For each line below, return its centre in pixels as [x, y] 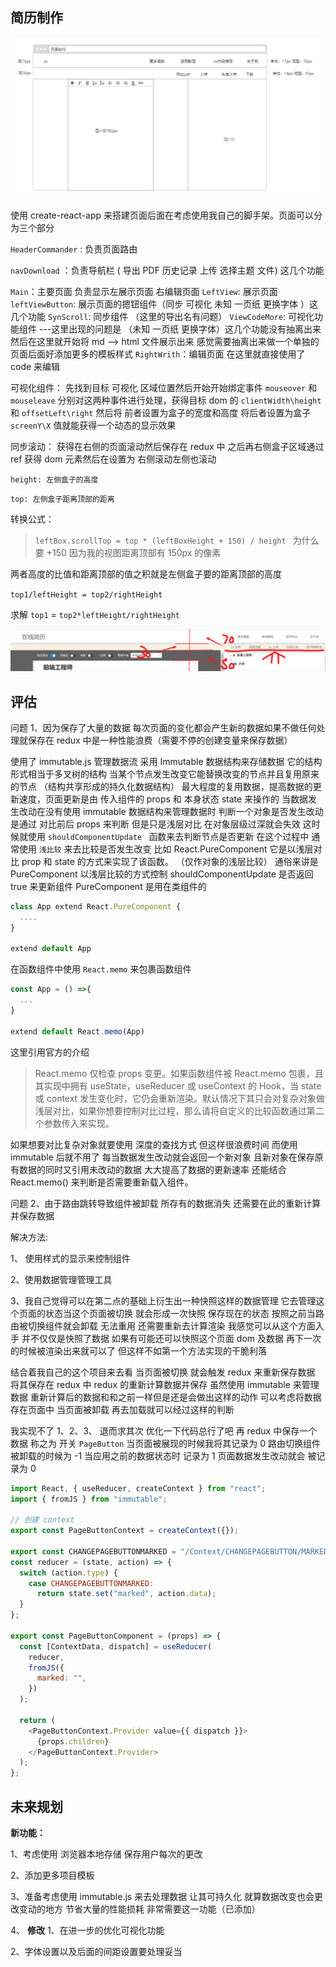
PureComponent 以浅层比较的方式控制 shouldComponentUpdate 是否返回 [162, 874]
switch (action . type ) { [68, 1573]
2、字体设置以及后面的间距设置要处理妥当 [96, 1952]
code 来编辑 [35, 367]
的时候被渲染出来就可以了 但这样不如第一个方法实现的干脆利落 [138, 1350]
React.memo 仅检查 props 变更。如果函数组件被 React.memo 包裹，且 [179, 1073]
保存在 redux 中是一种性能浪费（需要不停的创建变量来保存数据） [160, 740]
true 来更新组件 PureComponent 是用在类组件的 [108, 886]
